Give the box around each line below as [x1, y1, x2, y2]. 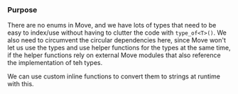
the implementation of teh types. [7, 59, 103, 67]
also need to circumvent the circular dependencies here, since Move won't [7, 36, 226, 45]
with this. [7, 80, 34, 88]
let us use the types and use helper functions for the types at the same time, [7, 44, 231, 52]
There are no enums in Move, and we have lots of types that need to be [7, 21, 217, 30]
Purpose [7, 5, 38, 15]
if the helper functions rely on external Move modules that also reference [7, 51, 222, 59]
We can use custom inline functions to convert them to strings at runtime [7, 72, 220, 81]
